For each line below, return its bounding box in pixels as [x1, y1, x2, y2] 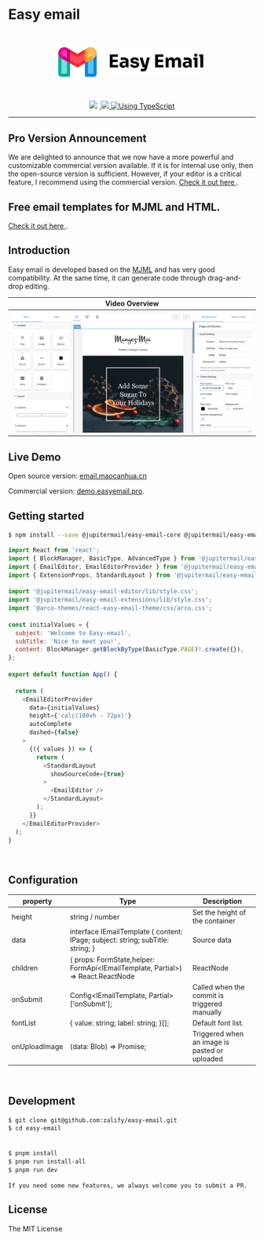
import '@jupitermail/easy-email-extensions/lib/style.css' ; [8, 596, 213, 604]
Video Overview [104, 299, 159, 308]
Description [203, 896, 242, 905]
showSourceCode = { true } [49, 770, 125, 778]
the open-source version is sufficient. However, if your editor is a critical [8, 169, 242, 178]
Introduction [8, 244, 71, 257]
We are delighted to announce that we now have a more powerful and [8, 152, 234, 162]
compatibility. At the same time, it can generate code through [8, 273, 207, 282]
